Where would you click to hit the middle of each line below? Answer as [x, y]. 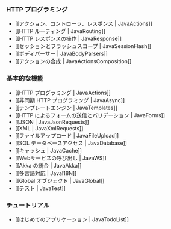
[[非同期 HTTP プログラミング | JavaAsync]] [70, 100]
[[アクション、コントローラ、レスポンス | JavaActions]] [83, 24]
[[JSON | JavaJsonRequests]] [52, 122]
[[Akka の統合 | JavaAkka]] [48, 165]
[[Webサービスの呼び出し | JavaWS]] [61, 158]
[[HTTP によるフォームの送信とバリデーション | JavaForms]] [90, 115]
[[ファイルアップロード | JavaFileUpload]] [67, 135]
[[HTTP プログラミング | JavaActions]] [63, 93]
